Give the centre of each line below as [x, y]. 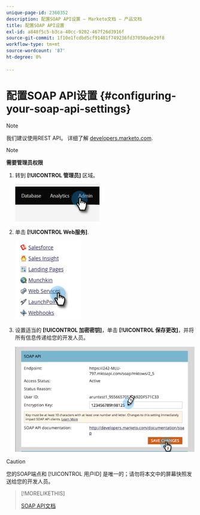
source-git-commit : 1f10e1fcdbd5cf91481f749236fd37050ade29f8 [85, 38]
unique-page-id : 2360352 [37, 13]
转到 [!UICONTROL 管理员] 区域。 [57, 175]
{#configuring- [138, 96]
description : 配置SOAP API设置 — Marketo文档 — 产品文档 [74, 19]
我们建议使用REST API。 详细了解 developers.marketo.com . [80, 138]
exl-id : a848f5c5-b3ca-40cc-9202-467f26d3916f [65, 32]
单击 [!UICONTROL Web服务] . [52, 232]
